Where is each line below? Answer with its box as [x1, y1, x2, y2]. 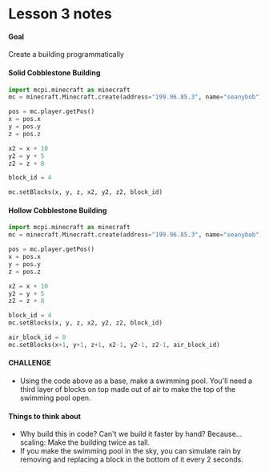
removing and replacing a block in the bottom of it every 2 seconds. [19, 454, 244, 465]
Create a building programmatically [8, 50, 124, 59]
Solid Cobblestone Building [8, 67, 101, 77]
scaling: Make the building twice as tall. [19, 438, 151, 447]
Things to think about [8, 411, 82, 421]
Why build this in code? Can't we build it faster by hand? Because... [19, 430, 243, 439]
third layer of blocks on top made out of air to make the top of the [19, 385, 236, 393]
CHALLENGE [8, 358, 52, 368]
